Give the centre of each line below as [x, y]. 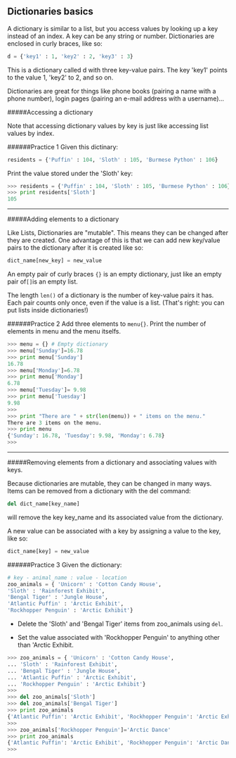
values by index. [31, 133]
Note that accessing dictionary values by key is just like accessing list [108, 125]
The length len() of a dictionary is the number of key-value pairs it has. [111, 296]
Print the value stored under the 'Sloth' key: [70, 173]
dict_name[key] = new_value [48, 551]
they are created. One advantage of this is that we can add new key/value [114, 240]
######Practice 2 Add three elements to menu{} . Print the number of [107, 324]
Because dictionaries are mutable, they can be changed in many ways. [110, 484]
